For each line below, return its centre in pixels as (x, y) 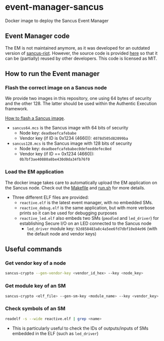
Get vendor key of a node (35, 263)
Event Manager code (37, 36)
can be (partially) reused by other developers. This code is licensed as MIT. (81, 58)
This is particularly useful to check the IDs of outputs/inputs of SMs (80, 328)
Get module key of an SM (35, 286)
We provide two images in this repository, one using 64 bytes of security (78, 98)
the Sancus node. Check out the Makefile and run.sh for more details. (75, 187)
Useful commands (34, 249)
